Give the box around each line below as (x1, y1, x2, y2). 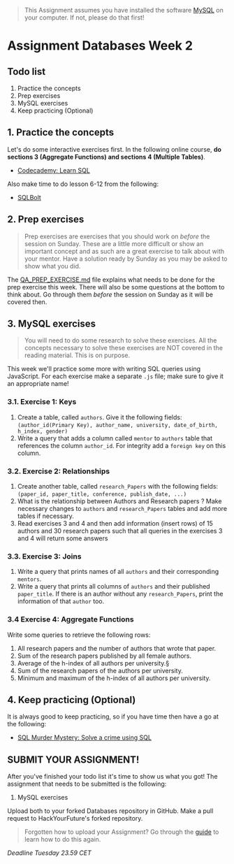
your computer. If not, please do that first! (24, 13, 145, 22)
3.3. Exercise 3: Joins (7, 552, 82, 561)
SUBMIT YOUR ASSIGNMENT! (7, 754, 140, 765)
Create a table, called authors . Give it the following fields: (17, 412, 182, 422)
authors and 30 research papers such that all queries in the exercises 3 (17, 527, 223, 535)
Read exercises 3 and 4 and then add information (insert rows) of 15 (17, 519, 213, 528)
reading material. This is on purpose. (24, 351, 131, 359)
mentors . (17, 575, 42, 583)
